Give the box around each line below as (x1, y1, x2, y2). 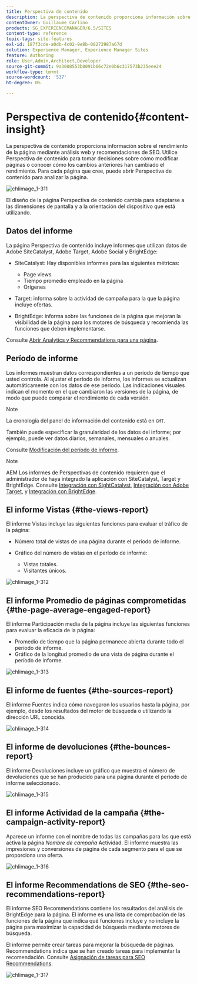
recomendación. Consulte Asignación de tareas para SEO (6, 954, 146, 961)
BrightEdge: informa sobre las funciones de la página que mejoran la (14, 312, 181, 319)
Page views (23, 270, 52, 278)
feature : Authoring (6, 52, 54, 58)
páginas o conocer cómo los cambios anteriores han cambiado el (6, 161, 165, 168)
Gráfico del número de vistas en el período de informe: (14, 549, 148, 557)
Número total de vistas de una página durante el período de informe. (14, 538, 181, 545)
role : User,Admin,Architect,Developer (6, 58, 101, 64)
